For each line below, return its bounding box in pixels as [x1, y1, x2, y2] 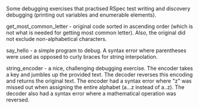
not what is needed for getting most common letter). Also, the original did [6, 29, 186, 36]
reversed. [6, 96, 30, 103]
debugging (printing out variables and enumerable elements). [6, 11, 156, 18]
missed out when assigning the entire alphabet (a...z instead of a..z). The [6, 84, 185, 91]
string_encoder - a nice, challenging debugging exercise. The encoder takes [6, 65, 193, 72]
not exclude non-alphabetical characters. [6, 36, 107, 42]
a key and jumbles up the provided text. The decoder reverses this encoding [6, 71, 193, 78]
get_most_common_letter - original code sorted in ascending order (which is [6, 23, 193, 30]
